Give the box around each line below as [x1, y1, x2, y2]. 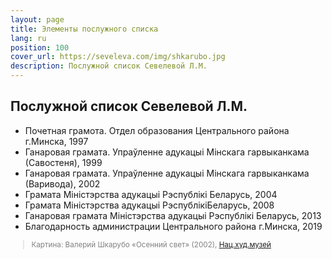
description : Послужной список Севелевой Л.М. [10, 61, 208, 71]
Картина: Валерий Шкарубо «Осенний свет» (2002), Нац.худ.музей [31, 239, 272, 250]
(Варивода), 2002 [24, 177, 101, 190]
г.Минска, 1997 [24, 135, 89, 147]
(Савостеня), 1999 [24, 156, 103, 168]
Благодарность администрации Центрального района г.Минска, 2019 [24, 220, 323, 232]
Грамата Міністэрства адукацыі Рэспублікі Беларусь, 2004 [24, 188, 278, 200]
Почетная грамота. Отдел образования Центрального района [24, 124, 290, 136]
